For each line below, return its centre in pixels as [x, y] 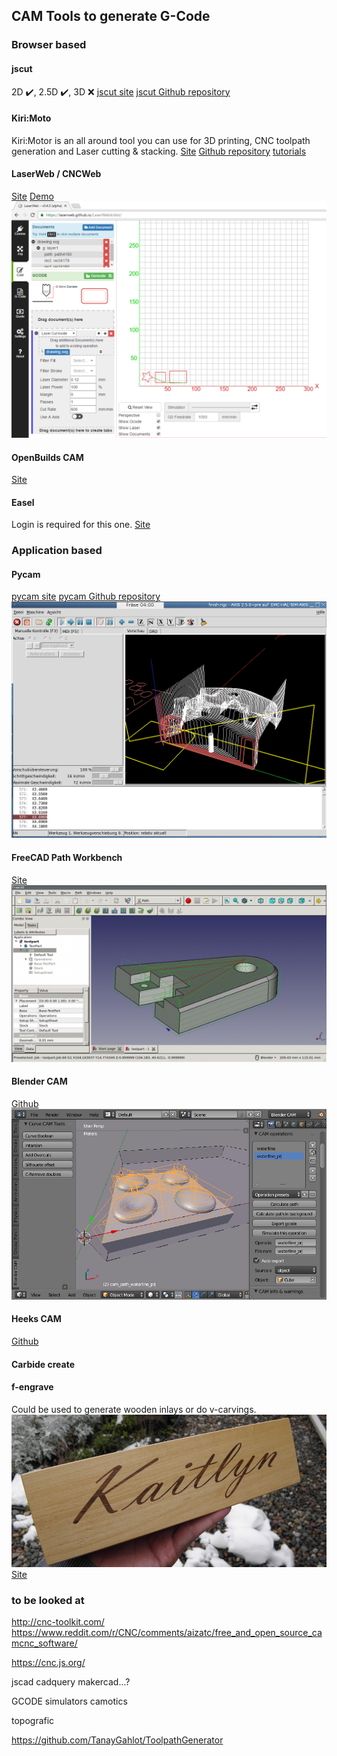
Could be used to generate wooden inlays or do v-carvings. [134, 1409]
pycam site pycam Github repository [86, 596]
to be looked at [48, 1601]
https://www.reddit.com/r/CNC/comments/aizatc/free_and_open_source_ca [167, 1633]
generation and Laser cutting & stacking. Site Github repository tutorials [159, 151]
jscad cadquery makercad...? [71, 1682]
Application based [57, 551]
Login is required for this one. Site [81, 525]
